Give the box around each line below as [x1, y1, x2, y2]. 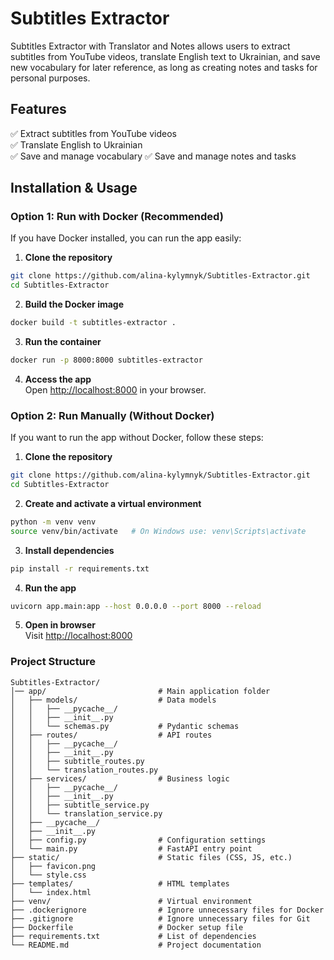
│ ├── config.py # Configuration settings [10, 835, 267, 845]
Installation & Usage [10, 180, 138, 197]
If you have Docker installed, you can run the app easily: [10, 232, 242, 244]
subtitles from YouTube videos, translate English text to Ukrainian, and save [10, 50, 321, 62]
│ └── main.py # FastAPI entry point [10, 843, 253, 854]
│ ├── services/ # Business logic [10, 773, 230, 784]
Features [10, 101, 67, 118]
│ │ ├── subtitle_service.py [10, 800, 150, 810]
